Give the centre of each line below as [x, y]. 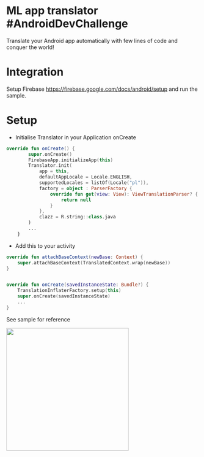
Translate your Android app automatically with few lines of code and [92, 40]
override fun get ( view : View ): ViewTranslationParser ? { [124, 194]
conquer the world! [30, 47]
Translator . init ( [50, 166]
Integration [35, 72]
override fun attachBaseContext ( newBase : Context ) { [75, 257]
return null [76, 200]
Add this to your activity [45, 245]
